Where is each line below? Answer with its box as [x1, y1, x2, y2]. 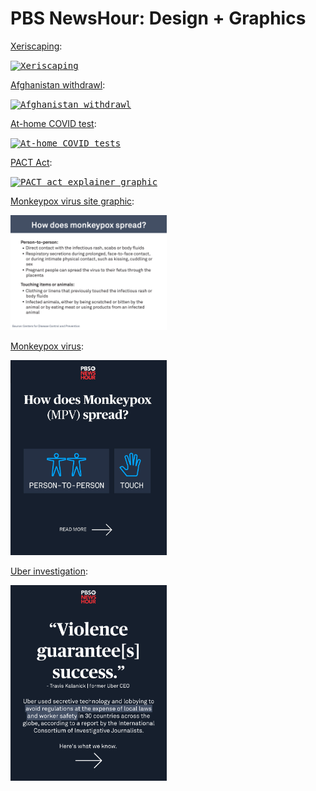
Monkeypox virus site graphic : [10, 195, 135, 207]
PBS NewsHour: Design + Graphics [10, 7, 307, 30]
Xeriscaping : [10, 40, 63, 52]
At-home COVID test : [10, 117, 97, 129]
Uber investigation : [10, 565, 89, 577]
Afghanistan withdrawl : [10, 78, 106, 91]
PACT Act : [10, 156, 53, 168]
